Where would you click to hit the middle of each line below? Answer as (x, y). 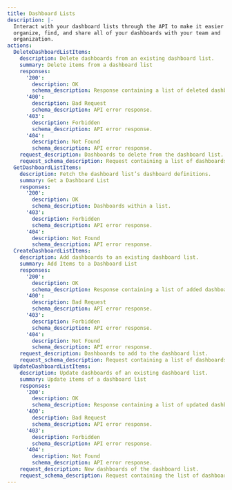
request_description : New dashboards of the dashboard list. (109, 469)
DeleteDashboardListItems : (52, 52)
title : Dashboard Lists (41, 13)
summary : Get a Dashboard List (65, 180)
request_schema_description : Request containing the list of (109, 476)
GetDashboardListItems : (47, 167)
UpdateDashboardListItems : (52, 366)
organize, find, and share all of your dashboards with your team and (117, 33)
